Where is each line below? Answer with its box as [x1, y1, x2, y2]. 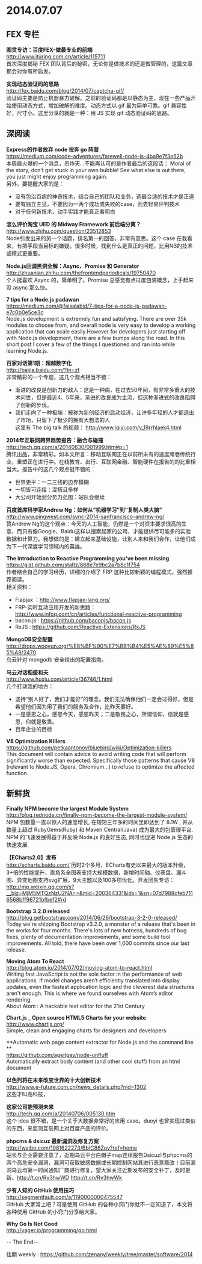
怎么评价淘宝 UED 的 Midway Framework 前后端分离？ [6, 220, 141, 228]
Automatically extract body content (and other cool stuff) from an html [6, 1058, 180, 1065]
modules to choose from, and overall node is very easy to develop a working [6, 321, 196, 329]
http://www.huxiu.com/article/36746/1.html [6, 675, 113, 683]
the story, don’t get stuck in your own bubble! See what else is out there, [6, 166, 186, 173]
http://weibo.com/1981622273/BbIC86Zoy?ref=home [6, 1144, 137, 1151]
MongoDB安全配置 [6, 636, 53, 643]
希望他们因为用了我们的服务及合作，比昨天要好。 [14, 702, 136, 710]
